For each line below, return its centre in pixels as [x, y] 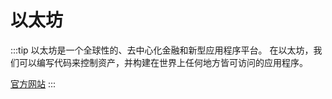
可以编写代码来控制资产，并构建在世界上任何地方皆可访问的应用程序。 [163, 62]
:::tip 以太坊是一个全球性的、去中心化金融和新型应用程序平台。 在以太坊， [162, 50]
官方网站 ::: [33, 83]
